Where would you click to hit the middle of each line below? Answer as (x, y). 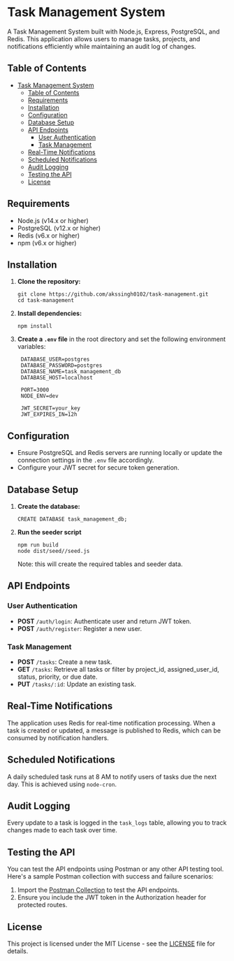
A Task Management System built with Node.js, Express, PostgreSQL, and (114, 31)
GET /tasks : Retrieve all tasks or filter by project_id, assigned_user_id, (118, 669)
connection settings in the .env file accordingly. (86, 460)
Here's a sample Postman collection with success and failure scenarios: (111, 876)
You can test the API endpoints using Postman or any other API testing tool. (116, 869)
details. (18, 951)
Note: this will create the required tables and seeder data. (100, 564)
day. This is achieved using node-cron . (62, 784)
